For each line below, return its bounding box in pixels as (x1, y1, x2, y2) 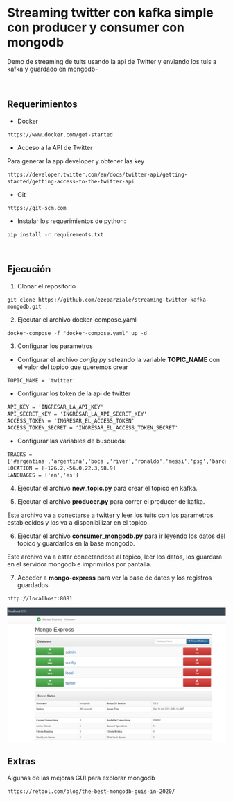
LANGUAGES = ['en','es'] (7, 471, 79, 479)
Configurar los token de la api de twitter (17, 389, 131, 398)
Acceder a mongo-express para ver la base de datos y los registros (17, 573, 212, 582)
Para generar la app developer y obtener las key (7, 156, 145, 165)
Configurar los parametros (17, 342, 94, 350)
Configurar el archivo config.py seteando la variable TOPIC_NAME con (17, 355, 221, 363)
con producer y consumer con (7, 19, 185, 35)
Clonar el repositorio (17, 281, 76, 290)
